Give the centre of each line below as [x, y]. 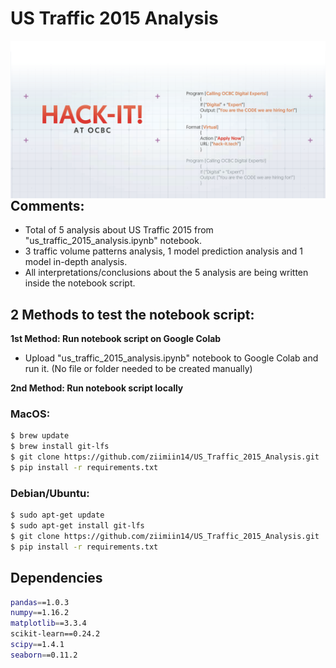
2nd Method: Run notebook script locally [97, 388]
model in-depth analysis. [76, 262]
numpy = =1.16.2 [40, 613]
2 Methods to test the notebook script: [132, 314]
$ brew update [40, 436]
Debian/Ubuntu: [50, 493]
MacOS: [30, 414]
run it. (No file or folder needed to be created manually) [138, 369]
